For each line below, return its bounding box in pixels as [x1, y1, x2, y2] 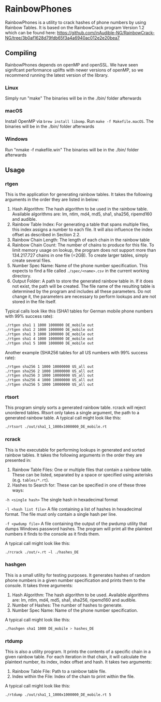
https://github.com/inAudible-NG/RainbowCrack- [57, 30, 155, 35]
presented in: [5, 457, 31, 463]
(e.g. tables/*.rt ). [12, 477, 49, 483]
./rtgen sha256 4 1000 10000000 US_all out [5, 377, 94, 383]
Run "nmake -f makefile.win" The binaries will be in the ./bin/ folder [5, 147, 139, 152]
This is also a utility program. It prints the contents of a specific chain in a [5, 649, 151, 654]
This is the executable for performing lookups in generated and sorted [5, 447, 145, 453]
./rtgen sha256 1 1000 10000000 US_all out [5, 364, 94, 369]
